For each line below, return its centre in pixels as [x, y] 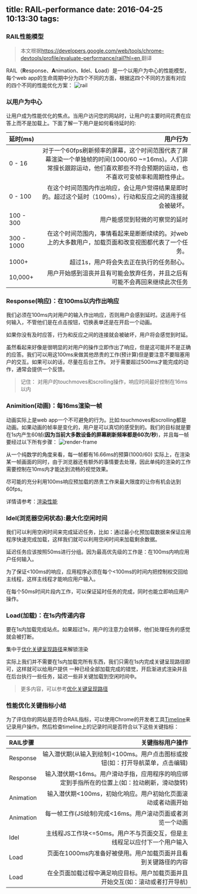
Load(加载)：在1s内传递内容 [46, 615]
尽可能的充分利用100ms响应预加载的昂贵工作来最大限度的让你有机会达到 [94, 481]
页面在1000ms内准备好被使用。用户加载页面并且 [115, 853]
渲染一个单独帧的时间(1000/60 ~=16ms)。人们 [117, 159]
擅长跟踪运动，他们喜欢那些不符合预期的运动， [117, 168]
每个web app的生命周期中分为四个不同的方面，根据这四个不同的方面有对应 [96, 78]
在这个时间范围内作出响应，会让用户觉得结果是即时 [117, 187]
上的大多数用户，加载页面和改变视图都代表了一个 [114, 242]
